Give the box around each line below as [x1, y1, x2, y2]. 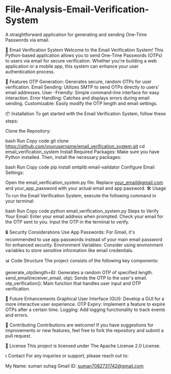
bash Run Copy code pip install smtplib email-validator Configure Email [5, 164, 155, 170]
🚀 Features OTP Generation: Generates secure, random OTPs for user [5, 78, 152, 85]
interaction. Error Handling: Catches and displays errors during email [5, 95, 150, 101]
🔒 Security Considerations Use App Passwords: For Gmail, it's [5, 229, 135, 235]
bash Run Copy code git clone [5, 137, 69, 144]
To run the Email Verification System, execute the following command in [5, 192, 157, 198]
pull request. [5, 333, 32, 339]
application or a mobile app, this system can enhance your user [5, 63, 139, 69]
